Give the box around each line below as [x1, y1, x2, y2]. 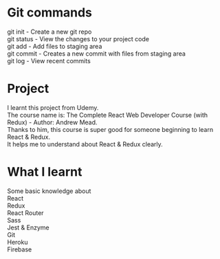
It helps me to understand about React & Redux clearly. [7, 139, 163, 148]
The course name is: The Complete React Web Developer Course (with [7, 111, 208, 119]
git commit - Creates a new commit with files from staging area [7, 49, 186, 58]
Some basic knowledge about [7, 187, 91, 195]
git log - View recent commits [7, 56, 91, 65]
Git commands [7, 5, 93, 21]
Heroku [7, 238, 28, 246]
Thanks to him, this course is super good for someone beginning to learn [7, 125, 214, 133]
